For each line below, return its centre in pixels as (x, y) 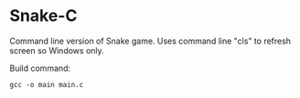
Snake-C (43, 16)
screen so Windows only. (57, 50)
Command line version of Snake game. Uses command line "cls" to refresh (150, 41)
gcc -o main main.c (47, 84)
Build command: (40, 68)
